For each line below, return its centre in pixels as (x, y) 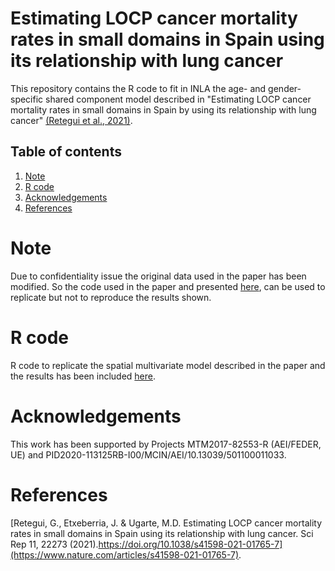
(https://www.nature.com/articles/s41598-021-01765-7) (125, 554)
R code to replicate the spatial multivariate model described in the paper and (168, 365)
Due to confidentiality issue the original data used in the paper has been (158, 276)
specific (27, 99)
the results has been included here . (83, 376)
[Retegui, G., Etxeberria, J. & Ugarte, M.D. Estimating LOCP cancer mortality (166, 523)
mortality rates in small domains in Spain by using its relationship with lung (163, 109)
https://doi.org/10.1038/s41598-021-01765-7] (190, 544)
